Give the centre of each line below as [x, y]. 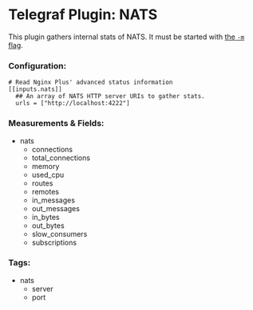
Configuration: [37, 65]
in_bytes [45, 217]
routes [42, 183]
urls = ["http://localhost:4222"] [73, 104]
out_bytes [48, 226]
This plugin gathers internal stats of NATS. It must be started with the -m [126, 37]
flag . [16, 45]
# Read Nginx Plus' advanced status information [91, 82]
